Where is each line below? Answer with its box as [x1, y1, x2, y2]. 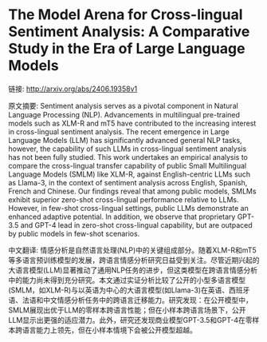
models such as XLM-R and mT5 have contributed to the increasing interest [8, 118, 257, 128]
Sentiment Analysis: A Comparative [8, 22, 250, 41]
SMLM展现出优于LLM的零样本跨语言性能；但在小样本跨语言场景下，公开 [8, 305, 246, 315]
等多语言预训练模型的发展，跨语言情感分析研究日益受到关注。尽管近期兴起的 [8, 255, 260, 264]
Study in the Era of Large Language [8, 40, 245, 58]
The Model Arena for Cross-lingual [8, 6, 243, 24]
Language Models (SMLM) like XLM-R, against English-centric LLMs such [8, 169, 251, 179]
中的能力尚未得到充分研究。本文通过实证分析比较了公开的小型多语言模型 [8, 275, 245, 284]
